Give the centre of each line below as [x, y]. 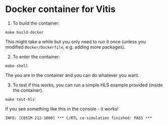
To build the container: [36, 23]
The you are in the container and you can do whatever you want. [72, 75]
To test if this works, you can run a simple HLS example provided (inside [88, 85]
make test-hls [20, 99]
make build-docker [24, 32]
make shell [17, 66]
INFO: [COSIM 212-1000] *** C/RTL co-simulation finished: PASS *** [79, 118]
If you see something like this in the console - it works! [62, 108]
